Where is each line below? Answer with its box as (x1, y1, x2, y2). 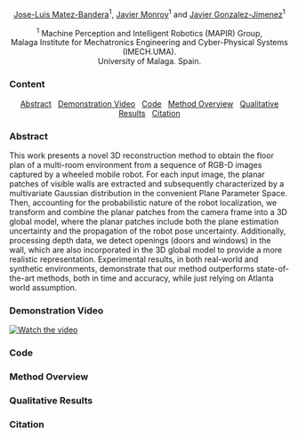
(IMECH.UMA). (122, 46, 177, 57)
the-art (9, 273, 36, 283)
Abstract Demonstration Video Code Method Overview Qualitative (20, 98, 279, 109)
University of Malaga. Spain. (97, 56, 202, 67)
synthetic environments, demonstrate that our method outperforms (9, 263, 255, 274)
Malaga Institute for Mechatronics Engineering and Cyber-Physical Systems (10, 37, 289, 48)
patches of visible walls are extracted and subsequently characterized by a (9, 178, 285, 189)
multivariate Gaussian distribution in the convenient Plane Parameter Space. (9, 187, 287, 198)
